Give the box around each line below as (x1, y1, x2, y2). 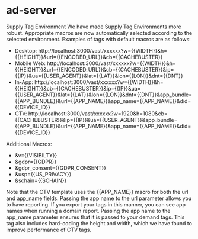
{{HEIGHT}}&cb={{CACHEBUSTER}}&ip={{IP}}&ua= (14, 85, 141, 92)
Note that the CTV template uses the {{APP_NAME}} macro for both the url (6, 188, 189, 195)
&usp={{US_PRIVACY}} (14, 170, 72, 177)
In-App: (14, 78, 34, 86)
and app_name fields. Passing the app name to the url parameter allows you (6, 195, 191, 202)
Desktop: (14, 47, 37, 54)
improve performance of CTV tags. (6, 226, 92, 233)
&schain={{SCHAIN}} (14, 177, 67, 184)
